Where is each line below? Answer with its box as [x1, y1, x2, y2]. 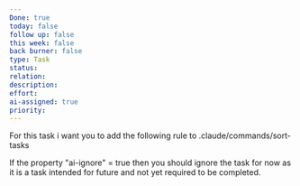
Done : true [9, 13, 50, 23]
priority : [9, 106, 47, 115]
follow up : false [9, 30, 75, 39]
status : [9, 64, 39, 73]
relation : [9, 72, 47, 81]
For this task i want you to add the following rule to [9, 130, 197, 141]
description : [9, 80, 59, 89]
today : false [9, 22, 59, 31]
